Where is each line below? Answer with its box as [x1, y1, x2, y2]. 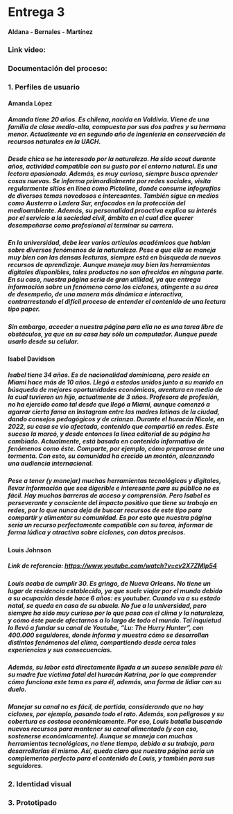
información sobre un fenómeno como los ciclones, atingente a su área [8, 282, 218, 291]
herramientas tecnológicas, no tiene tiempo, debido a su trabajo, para [8, 740, 215, 748]
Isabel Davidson [8, 355, 55, 363]
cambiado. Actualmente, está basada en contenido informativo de [8, 436, 205, 445]
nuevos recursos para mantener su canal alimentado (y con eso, [8, 724, 199, 733]
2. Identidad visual [8, 779, 71, 788]
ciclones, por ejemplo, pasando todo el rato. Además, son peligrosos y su [8, 710, 225, 718]
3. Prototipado [8, 797, 58, 807]
